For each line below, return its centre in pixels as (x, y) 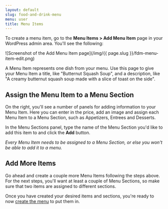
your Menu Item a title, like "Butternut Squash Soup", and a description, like (82, 74)
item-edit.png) (20, 59)
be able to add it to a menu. (34, 148)
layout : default (22, 10)
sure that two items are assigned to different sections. (61, 186)
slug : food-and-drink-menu (33, 15)
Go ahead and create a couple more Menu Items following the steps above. (82, 175)
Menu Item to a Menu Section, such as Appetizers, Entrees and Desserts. (80, 118)
